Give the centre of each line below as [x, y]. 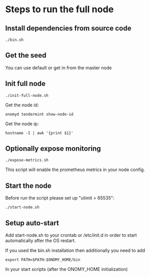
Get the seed [26, 55]
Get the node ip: [22, 124]
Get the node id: [22, 105]
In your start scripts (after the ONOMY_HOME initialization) [67, 269]
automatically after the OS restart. [41, 241]
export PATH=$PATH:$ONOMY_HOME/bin [43, 260]
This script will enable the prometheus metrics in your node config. [75, 170]
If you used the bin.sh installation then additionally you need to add [75, 251]
